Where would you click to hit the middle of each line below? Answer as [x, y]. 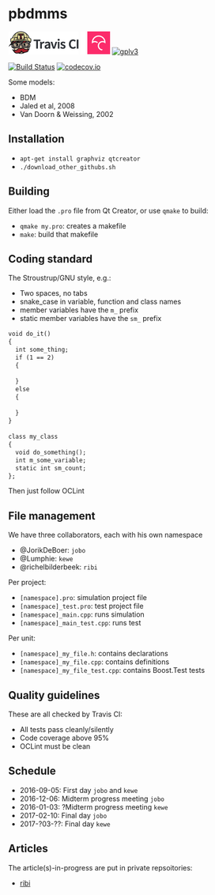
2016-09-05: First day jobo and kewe [79, 790]
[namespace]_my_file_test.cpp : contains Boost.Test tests [112, 670]
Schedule [32, 771]
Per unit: [22, 638]
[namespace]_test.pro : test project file [81, 606]
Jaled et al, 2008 [47, 106]
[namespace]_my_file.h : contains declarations [94, 654]
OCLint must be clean [55, 746]
